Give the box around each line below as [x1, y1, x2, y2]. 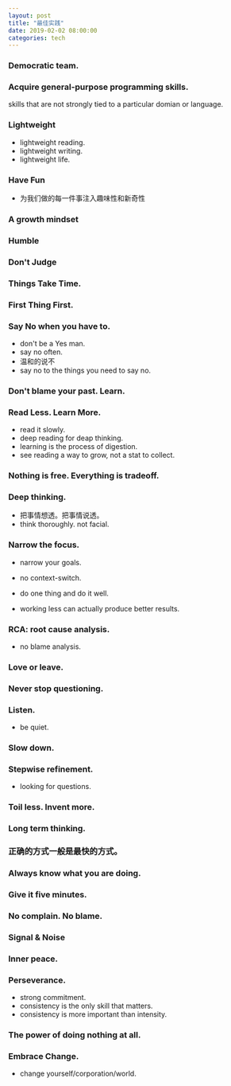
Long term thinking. [8, 823, 86, 834]
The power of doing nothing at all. [8, 1029, 141, 1040]
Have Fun [8, 174, 45, 186]
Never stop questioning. [8, 682, 104, 693]
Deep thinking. [8, 491, 67, 502]
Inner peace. [8, 953, 58, 964]
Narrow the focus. [8, 539, 80, 550]
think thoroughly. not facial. [19, 519, 110, 529]
